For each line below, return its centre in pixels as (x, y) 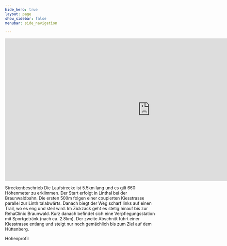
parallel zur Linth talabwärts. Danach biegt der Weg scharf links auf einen (78, 203)
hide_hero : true (21, 9)
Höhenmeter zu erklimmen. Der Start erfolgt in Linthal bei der (66, 193)
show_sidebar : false (26, 18)
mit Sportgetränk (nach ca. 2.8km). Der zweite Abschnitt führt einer (72, 219)
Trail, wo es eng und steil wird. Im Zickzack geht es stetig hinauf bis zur (76, 209)
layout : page (18, 14)
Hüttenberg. (17, 229)
